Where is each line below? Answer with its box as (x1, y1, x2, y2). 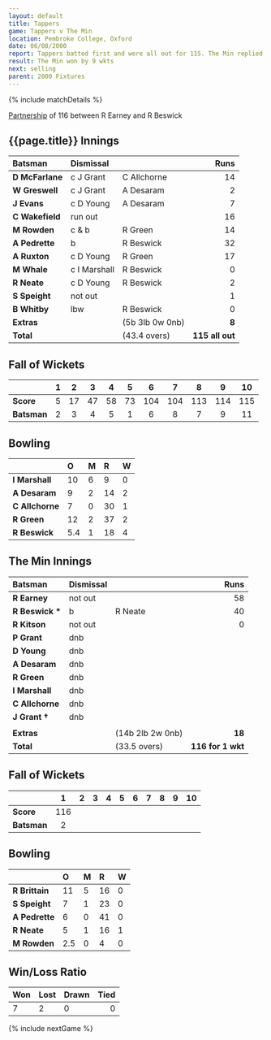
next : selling (8, 65, 57, 73)
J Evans (12, 198, 45, 210)
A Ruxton (12, 251, 49, 262)
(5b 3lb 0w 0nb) (122, 317, 185, 328)
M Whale (12, 264, 48, 275)
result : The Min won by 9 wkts (8, 58, 114, 66)
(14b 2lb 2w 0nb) (114, 727, 183, 739)
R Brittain (12, 885, 49, 896)
